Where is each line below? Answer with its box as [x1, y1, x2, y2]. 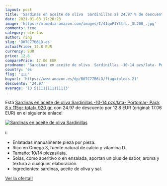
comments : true [5, 26, 37, 31]
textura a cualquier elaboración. [12, 160, 78, 166]
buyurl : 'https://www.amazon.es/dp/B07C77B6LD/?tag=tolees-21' [5, 76, 139, 81]
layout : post [5, 7, 32, 12]
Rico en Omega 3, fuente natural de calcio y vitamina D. [12, 144, 127, 150]
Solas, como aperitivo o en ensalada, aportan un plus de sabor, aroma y [12, 155, 160, 161]
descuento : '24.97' [5, 81, 46, 86]
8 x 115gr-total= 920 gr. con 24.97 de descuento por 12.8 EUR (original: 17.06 [5, 105, 162, 111]
